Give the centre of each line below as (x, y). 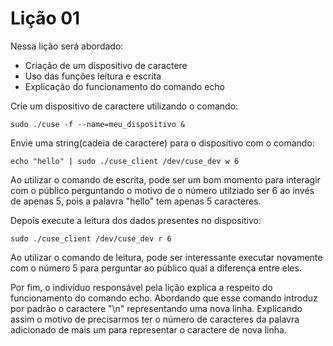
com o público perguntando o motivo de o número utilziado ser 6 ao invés (162, 190)
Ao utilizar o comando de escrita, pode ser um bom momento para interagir (165, 179)
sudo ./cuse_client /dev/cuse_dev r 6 (91, 238)
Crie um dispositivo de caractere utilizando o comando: (124, 106)
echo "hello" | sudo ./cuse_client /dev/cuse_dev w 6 (125, 161)
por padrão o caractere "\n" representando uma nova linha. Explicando (156, 308)
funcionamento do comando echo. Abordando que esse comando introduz (164, 298)
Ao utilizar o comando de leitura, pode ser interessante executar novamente (166, 257)
